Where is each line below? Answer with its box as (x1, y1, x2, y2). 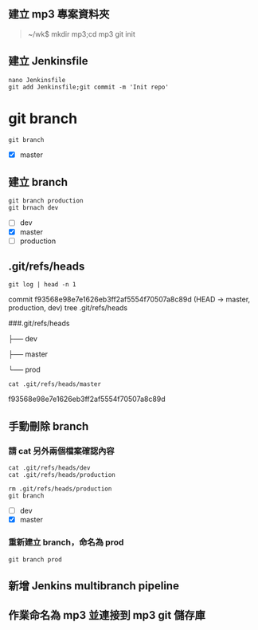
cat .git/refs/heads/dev (8, 464, 91, 472)
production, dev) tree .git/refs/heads (8, 303, 128, 313)
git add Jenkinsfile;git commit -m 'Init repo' (8, 83, 170, 91)
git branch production (8, 197, 84, 205)
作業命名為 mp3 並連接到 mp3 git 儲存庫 (8, 608, 205, 622)
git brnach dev (8, 204, 59, 212)
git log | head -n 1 (8, 281, 77, 289)
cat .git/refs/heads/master (8, 380, 102, 388)
